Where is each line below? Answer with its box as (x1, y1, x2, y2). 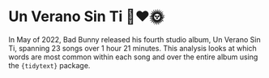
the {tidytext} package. (8, 60, 91, 70)
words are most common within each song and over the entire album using (8, 52, 258, 62)
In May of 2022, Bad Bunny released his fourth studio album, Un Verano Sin (8, 34, 261, 44)
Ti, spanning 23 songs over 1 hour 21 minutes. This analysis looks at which (8, 43, 257, 53)
